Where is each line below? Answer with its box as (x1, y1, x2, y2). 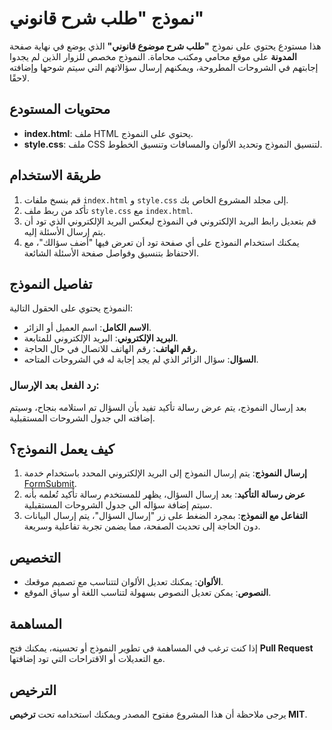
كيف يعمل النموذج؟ (9, 441, 115, 458)
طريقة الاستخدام (9, 167, 102, 184)
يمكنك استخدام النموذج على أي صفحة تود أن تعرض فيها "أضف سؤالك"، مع (23, 236, 300, 248)
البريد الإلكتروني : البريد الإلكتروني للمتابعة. (23, 332, 179, 344)
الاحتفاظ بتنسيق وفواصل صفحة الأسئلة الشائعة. (23, 247, 199, 259)
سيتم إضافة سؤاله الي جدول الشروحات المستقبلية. (23, 499, 213, 511)
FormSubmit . (23, 478, 77, 490)
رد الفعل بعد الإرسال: (9, 378, 100, 392)
